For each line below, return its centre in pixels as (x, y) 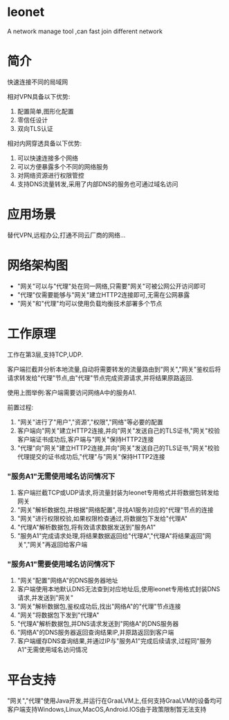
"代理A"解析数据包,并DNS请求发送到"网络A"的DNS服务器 (98, 624)
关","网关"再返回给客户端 (52, 544)
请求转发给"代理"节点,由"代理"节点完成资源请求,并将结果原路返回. (100, 377)
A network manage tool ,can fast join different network (85, 31)
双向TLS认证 (35, 128)
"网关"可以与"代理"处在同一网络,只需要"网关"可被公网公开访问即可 (111, 286)
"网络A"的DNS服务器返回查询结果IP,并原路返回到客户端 (95, 632)
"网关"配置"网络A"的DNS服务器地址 (68, 580)
